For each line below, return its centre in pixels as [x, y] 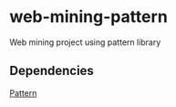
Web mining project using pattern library [85, 42]
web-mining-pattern [89, 17]
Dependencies [52, 71]
